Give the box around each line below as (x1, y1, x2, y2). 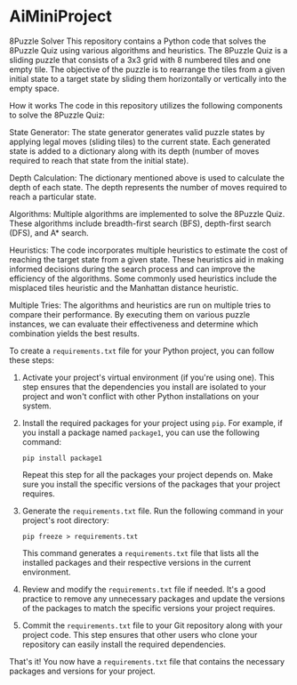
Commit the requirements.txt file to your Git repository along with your (21, 620, 283, 631)
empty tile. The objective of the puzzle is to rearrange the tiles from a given (9, 64, 285, 75)
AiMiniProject (9, 6, 113, 27)
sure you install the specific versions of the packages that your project (21, 479, 281, 489)
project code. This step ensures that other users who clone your (21, 629, 258, 640)
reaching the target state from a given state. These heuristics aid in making (9, 254, 285, 264)
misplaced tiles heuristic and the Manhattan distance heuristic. (9, 282, 239, 293)
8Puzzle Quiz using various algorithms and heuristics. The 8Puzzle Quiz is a (9, 44, 288, 55)
